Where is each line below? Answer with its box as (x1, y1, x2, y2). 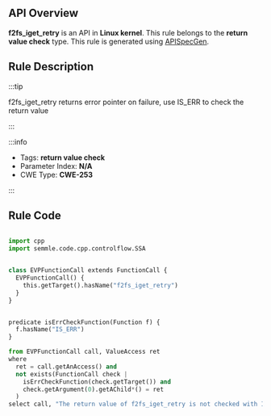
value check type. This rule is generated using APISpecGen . (8, 36, 210, 46)
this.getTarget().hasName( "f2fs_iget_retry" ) (23, 281, 179, 289)
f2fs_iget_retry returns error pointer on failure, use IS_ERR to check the (8, 97, 244, 107)
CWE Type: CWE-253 (19, 170, 94, 179)
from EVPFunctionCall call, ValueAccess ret (8, 347, 161, 356)
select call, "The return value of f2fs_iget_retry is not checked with (8, 400, 258, 409)
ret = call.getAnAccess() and (15, 363, 117, 371)
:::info (8, 137, 27, 146)
